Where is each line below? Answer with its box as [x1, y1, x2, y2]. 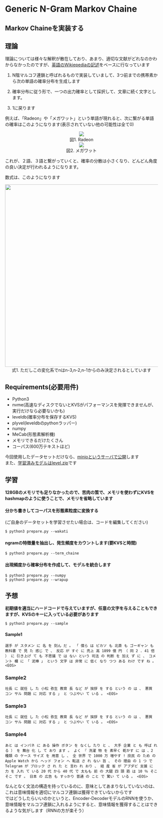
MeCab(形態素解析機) [12, 432, 56, 437]
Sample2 [5, 674, 27, 681]
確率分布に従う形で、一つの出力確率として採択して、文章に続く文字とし [12, 89, 156, 94]
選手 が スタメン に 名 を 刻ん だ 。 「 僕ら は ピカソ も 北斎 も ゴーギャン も [5, 643, 154, 648]
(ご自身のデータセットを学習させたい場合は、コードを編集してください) [5, 519, 148, 525]
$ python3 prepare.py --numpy [5, 573, 66, 578]
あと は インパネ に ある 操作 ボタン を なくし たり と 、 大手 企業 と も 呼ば [5, 743, 152, 748]
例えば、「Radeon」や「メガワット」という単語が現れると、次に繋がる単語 [5, 115, 154, 121]
